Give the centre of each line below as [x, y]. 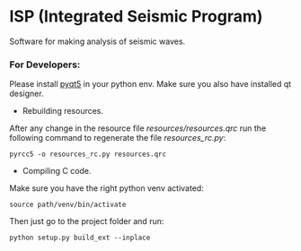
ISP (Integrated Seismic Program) [136, 17]
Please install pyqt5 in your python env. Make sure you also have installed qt [150, 84]
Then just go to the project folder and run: [87, 221]
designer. [27, 94]
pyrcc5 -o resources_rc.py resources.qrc [88, 154]
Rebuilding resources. [63, 111]
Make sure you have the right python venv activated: [106, 188]
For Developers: [45, 65]
